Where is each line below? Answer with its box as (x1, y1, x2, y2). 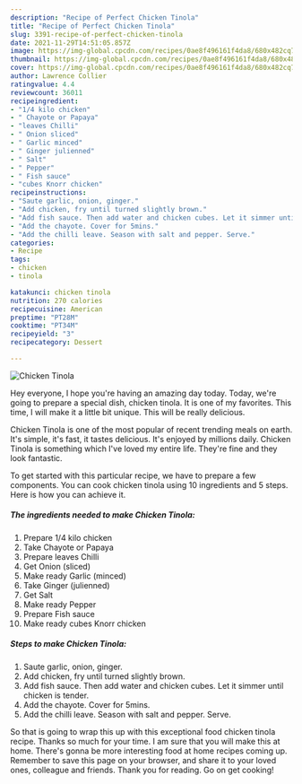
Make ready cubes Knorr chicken (22, 618, 146, 629)
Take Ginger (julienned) (22, 579, 110, 590)
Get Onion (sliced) (22, 561, 91, 571)
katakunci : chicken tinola (10, 288, 111, 297)
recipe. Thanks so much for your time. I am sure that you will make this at (10, 736, 280, 746)
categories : (10, 239, 55, 248)
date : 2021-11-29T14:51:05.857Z (10, 38, 131, 48)
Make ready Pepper (22, 598, 97, 610)
